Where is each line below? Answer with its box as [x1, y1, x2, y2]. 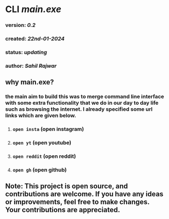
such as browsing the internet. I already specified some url [5, 106, 153, 113]
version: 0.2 [5, 22, 36, 29]
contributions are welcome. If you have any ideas [5, 190, 163, 198]
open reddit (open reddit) [12, 153, 76, 160]
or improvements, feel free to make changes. [5, 198, 150, 206]
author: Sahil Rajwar [5, 62, 57, 69]
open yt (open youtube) [12, 139, 72, 146]
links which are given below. [5, 112, 76, 119]
